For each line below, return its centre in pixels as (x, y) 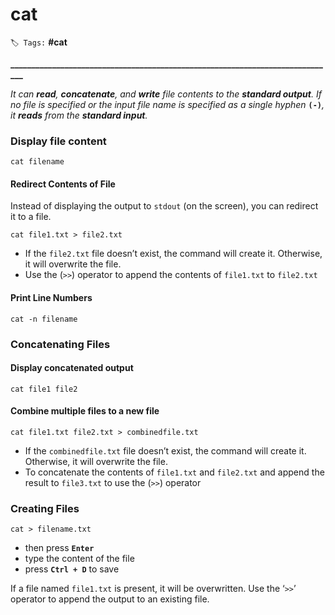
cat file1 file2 (44, 389)
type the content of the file (79, 559)
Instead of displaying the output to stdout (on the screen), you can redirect (164, 206)
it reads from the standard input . (79, 115)
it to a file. (31, 217)
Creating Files (45, 508)
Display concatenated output (72, 368)
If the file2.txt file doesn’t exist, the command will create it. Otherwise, (173, 254)
